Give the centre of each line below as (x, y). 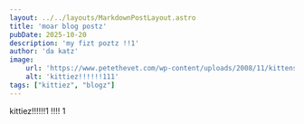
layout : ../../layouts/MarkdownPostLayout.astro (103, 18)
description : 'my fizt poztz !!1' (75, 43)
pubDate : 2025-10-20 (48, 34)
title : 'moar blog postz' (58, 26)
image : (22, 60)
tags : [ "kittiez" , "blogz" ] (62, 85)
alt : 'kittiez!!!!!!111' (72, 77)
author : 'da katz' (44, 52)
